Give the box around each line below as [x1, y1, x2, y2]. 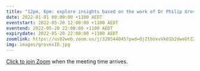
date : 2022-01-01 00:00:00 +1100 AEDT [6, 14, 102, 20]
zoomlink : [6, 36, 31, 42]
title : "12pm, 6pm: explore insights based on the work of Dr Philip [6, 8, 183, 15]
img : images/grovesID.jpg [6, 42, 70, 48]
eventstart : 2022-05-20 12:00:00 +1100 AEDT [6, 20, 118, 25]
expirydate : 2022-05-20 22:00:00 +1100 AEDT [6, 31, 118, 37]
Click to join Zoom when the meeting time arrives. [6, 57, 128, 65]
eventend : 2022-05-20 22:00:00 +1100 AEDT [6, 25, 113, 31]
